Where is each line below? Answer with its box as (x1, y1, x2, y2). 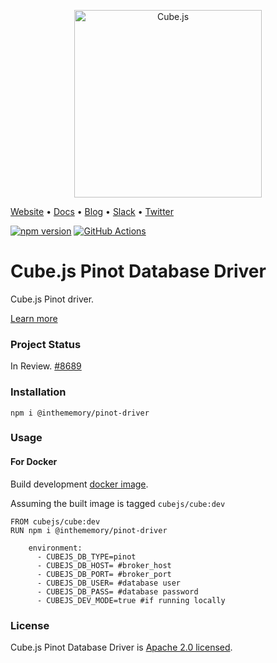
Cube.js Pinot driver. (10, 293, 95, 305)
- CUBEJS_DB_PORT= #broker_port (36, 569, 172, 579)
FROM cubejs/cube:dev (10, 516, 101, 527)
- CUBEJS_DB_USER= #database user (36, 578, 182, 588)
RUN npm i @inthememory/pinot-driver (10, 525, 168, 535)
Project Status (10, 337, 82, 351)
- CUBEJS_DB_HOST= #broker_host (36, 560, 172, 570)
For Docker (10, 456, 58, 468)
